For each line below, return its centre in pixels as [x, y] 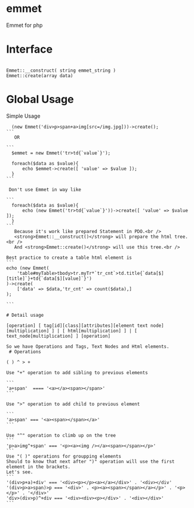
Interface [29, 49]
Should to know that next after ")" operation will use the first [90, 461]
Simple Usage [23, 116]
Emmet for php [24, 25]
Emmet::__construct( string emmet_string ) [61, 71]
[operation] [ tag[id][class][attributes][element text [77, 325]
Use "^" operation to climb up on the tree [61, 435]
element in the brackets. [38, 467]
